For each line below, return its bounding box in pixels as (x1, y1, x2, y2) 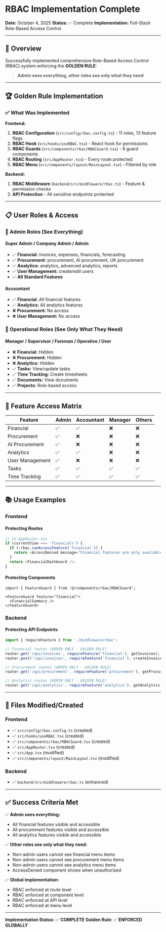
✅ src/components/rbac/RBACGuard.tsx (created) (12, 738, 111, 744)
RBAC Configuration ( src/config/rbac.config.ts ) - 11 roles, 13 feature (12, 130, 157, 136)
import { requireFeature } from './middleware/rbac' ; (5, 638, 119, 643)
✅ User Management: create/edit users (12, 268, 94, 274)
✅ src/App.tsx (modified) (12, 749, 64, 755)
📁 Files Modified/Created (5, 701, 83, 710)
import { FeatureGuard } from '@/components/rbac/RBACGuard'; (5, 586, 136, 590)
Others (135, 417, 152, 424)
